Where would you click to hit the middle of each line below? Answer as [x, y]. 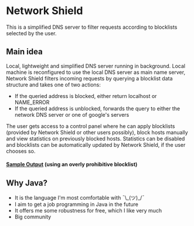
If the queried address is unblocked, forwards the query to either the [97, 108]
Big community [33, 217]
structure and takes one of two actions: [54, 85]
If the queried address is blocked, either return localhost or [86, 96]
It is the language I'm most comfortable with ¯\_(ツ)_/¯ [79, 198]
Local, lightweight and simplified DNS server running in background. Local [96, 66]
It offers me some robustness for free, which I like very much [88, 211]
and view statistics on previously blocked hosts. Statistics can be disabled [96, 139]
